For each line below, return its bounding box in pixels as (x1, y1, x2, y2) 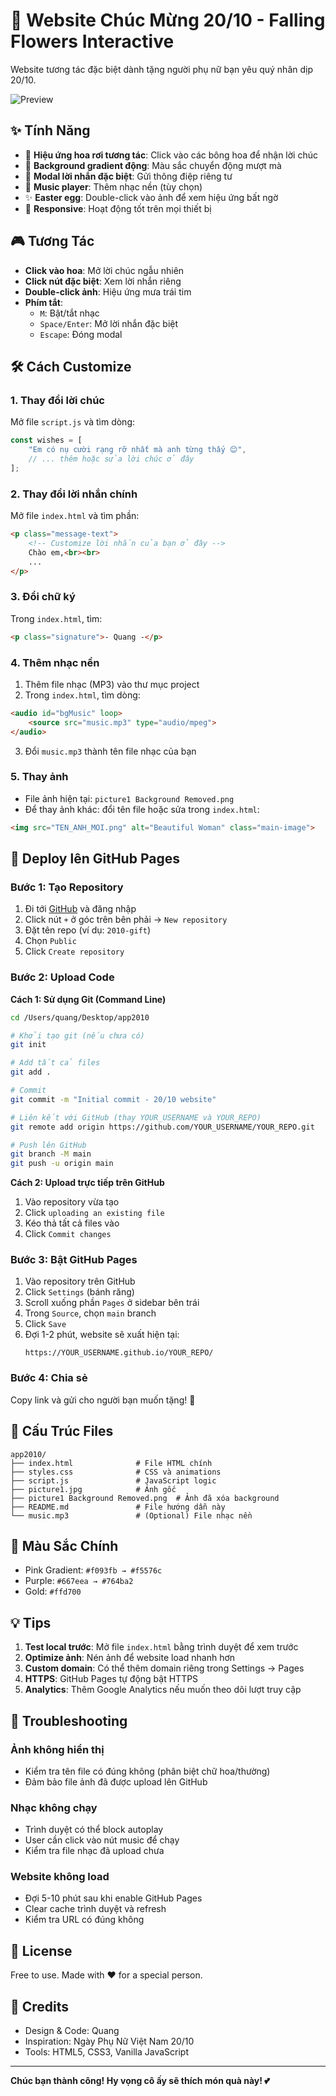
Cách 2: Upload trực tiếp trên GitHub (10, 1177, 165, 1189)
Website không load (10, 1870, 110, 1884)
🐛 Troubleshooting (10, 1712, 128, 1729)
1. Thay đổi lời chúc (10, 393, 105, 407)
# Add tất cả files (10, 1058, 101, 1068)
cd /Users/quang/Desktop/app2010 (10, 1012, 150, 1023)
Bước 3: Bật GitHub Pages (10, 1253, 138, 1267)
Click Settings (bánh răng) (24, 1286, 135, 1298)
